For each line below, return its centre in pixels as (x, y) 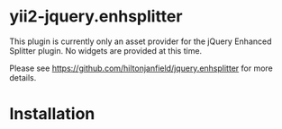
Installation (52, 114)
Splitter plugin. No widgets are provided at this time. (106, 50)
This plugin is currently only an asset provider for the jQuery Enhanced (141, 41)
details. (23, 77)
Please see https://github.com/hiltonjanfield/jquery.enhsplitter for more (141, 68)
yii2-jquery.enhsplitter (96, 17)
